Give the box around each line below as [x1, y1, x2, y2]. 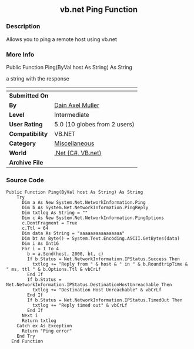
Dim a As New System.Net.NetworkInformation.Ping [21, 200, 146, 206]
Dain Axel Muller [54, 101, 100, 109]
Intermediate [54, 110, 89, 119]
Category [9, 139, 36, 147]
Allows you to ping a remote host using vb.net [6, 35, 118, 43]
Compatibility [9, 129, 48, 137]
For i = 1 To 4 [21, 246, 59, 252]
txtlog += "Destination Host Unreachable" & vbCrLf [32, 287, 162, 293]
